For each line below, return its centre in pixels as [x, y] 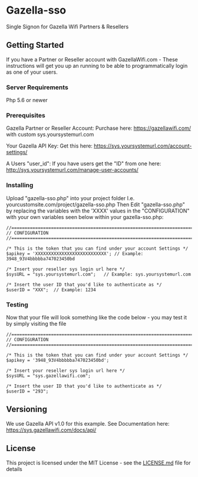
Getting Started [35, 45]
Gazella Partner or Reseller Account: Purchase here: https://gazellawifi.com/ [99, 128]
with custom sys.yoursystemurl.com [50, 135]
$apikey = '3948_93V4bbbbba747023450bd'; [58, 360]
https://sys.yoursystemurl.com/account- [143, 146]
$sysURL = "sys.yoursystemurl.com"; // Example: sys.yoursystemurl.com [99, 274]
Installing [20, 185]
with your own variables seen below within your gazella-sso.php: [85, 217]
